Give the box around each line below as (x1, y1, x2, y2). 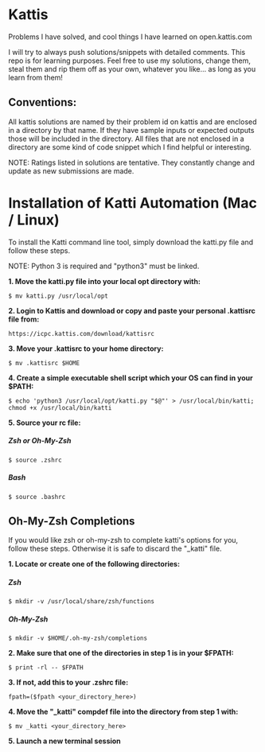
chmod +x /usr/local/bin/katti (8, 403, 112, 411)
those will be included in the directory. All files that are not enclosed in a (8, 134, 244, 143)
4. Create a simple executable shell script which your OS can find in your (8, 372, 253, 383)
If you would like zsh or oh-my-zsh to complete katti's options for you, (8, 536, 239, 545)
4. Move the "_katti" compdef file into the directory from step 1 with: (8, 707, 239, 717)
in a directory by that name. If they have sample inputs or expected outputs (8, 125, 255, 134)
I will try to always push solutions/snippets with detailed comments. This (8, 47, 246, 56)
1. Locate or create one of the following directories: (8, 559, 181, 569)
